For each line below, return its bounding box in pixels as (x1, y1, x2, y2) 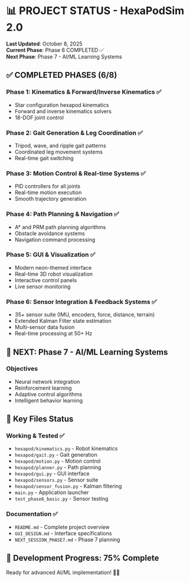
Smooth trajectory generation (14, 195, 87, 202)
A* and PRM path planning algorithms (14, 223, 106, 230)
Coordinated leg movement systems (14, 148, 103, 155)
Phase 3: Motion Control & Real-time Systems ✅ (6, 169, 146, 177)
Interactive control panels (14, 276, 77, 283)
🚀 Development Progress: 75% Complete (6, 553, 159, 563)
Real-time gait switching (14, 154, 74, 162)
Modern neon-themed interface (14, 264, 92, 271)
